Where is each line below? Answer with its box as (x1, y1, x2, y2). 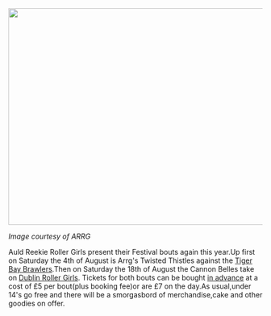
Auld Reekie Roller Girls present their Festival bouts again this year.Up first (8, 247, 256, 256)
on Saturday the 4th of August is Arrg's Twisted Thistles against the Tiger (8, 256, 252, 265)
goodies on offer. (8, 298, 65, 308)
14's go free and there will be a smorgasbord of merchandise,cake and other (8, 290, 263, 299)
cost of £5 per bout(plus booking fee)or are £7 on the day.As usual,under (8, 281, 252, 291)
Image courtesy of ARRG (8, 231, 91, 241)
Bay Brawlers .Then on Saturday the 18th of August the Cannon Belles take (8, 264, 255, 273)
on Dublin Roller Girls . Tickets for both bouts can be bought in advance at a (8, 273, 258, 282)
